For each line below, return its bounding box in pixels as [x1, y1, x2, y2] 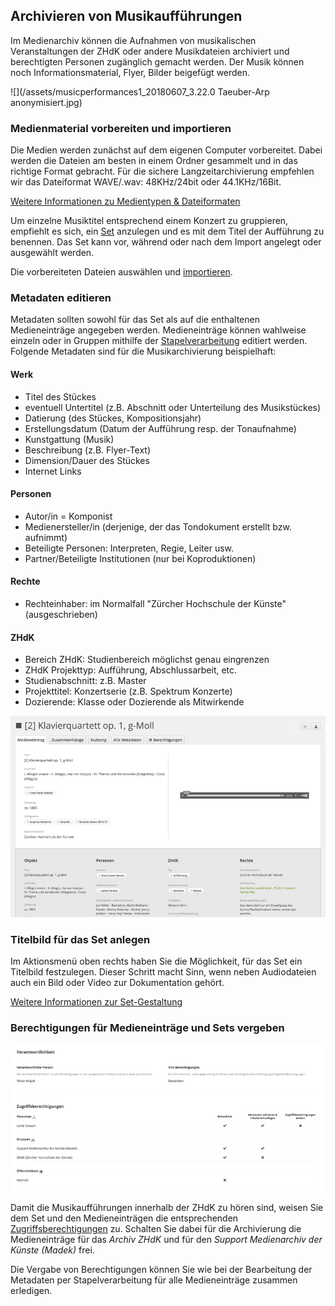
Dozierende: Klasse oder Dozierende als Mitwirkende [24, 696, 245, 708]
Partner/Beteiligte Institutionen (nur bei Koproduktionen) [24, 552, 257, 564]
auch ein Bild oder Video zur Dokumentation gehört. [10, 977, 225, 989]
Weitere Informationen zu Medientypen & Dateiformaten [10, 195, 241, 208]
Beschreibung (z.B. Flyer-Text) [24, 444, 152, 456]
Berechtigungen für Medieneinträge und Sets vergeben [10, 1021, 285, 1035]
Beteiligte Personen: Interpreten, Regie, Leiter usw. [24, 542, 235, 554]
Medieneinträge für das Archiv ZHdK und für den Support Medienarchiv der [10, 1233, 323, 1245]
